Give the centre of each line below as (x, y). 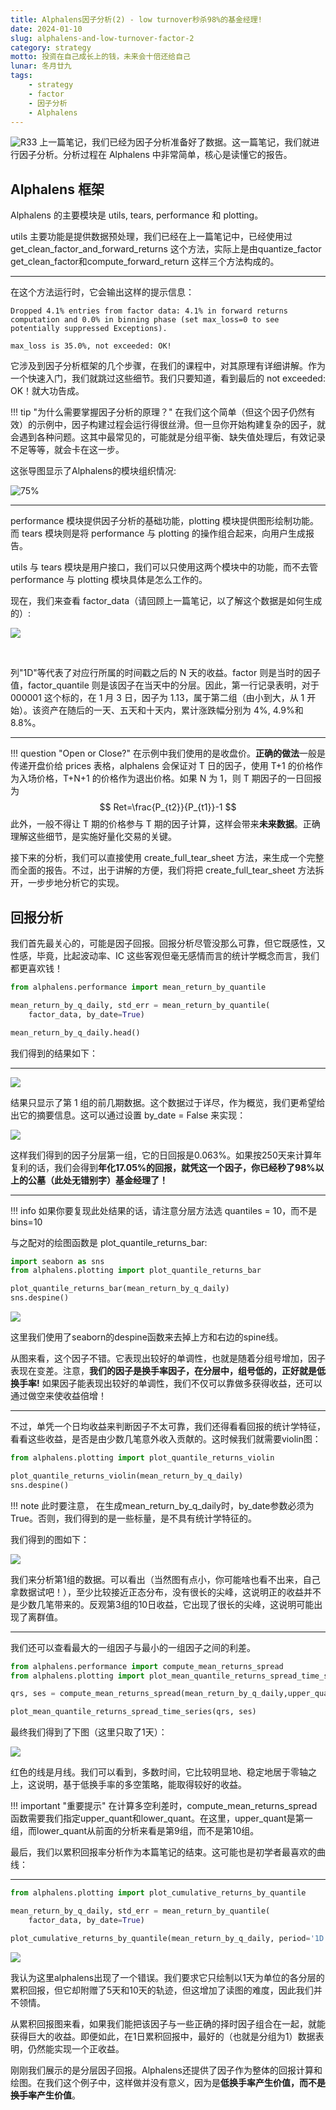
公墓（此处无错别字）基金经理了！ (97, 1180)
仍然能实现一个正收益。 (76, 2048)
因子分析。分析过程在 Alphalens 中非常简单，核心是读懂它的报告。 (155, 155)
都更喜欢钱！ (36, 968)
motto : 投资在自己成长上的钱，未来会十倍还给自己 (100, 57)
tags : (21, 76)
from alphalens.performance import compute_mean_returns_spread (147, 1666)
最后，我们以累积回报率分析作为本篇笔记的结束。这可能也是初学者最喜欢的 (163, 1852)
